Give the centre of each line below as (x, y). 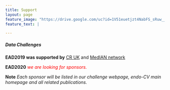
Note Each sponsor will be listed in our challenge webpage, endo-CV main (83, 77)
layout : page (19, 15)
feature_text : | (22, 24)
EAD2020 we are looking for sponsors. (46, 67)
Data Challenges (23, 44)
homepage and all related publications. (46, 82)
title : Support (21, 10)
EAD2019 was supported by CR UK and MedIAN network (65, 57)
